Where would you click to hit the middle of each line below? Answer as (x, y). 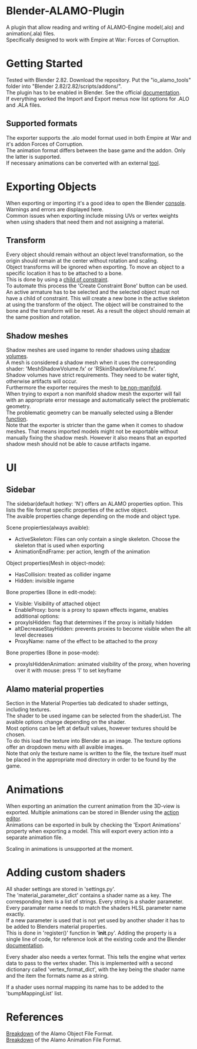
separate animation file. (35, 837)
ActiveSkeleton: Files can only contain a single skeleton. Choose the (97, 539)
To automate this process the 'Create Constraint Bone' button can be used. (97, 286)
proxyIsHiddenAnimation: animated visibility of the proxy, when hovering (102, 664)
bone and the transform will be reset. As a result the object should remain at (98, 311)
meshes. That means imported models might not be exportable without (92, 431)
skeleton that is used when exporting (59, 545)
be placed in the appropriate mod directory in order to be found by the (91, 760)
